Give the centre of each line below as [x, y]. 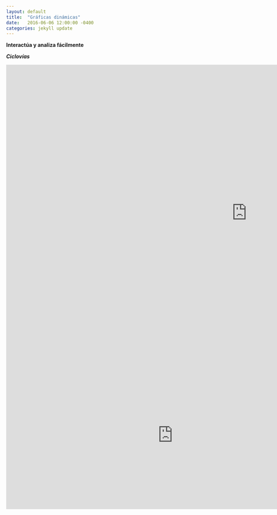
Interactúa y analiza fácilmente [45, 45]
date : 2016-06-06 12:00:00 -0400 [50, 23]
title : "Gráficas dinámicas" [44, 17]
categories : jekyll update [39, 28]
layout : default [26, 12]
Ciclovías [18, 56]
